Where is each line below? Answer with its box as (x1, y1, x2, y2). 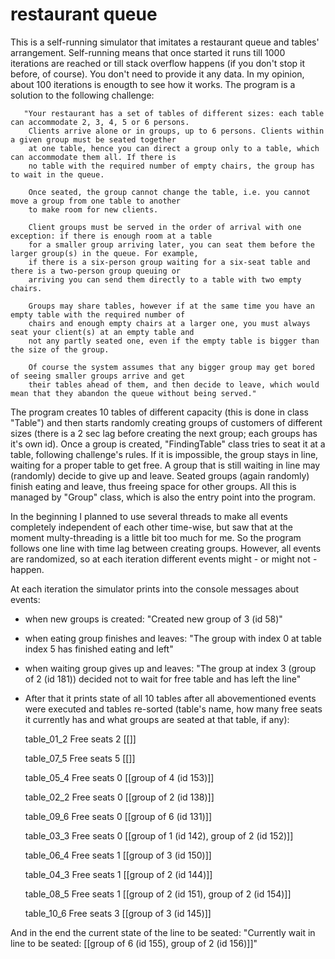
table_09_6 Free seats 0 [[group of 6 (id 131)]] (24, 810, 213, 822)
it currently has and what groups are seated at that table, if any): (24, 713, 290, 725)
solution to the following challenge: (10, 89, 155, 101)
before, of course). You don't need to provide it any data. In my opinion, (10, 68, 305, 80)
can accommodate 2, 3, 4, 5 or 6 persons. (10, 117, 190, 127)
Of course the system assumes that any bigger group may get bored (28, 362, 315, 372)
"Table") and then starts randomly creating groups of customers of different (10, 416, 323, 428)
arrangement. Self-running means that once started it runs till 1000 (10, 46, 286, 58)
